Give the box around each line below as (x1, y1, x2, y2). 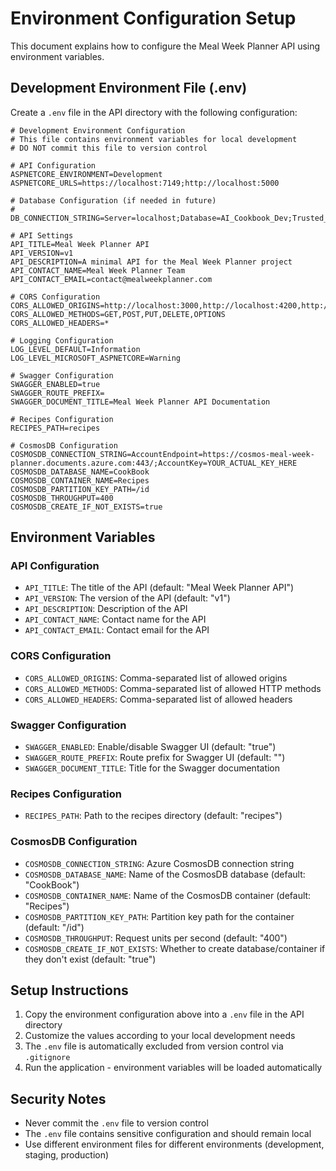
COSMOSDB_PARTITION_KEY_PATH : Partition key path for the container (24, 910, 295, 922)
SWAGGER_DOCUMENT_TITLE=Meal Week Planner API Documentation (10, 397, 271, 407)
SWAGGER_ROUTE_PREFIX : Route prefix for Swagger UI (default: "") (24, 752, 286, 764)
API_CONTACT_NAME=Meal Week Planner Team (10, 265, 186, 276)
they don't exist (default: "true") (24, 953, 157, 965)
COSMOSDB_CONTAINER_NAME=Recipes (10, 475, 150, 486)
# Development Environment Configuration (10, 125, 186, 136)
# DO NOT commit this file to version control (10, 143, 208, 153)
